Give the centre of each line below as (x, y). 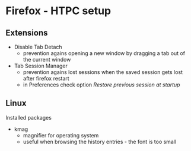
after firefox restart (46, 78)
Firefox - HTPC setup (58, 11)
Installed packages (28, 117)
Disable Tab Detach (38, 47)
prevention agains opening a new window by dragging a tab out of (104, 53)
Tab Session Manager (41, 66)
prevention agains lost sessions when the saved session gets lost (103, 72)
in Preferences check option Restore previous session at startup (101, 85)
